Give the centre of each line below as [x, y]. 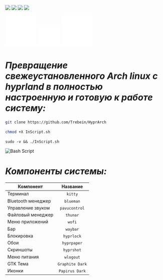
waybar [72, 229]
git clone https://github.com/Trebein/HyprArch [56, 122]
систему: [26, 108]
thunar [72, 215]
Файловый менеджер [30, 215]
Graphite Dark [72, 264]
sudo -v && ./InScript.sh [32, 142]
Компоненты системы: [56, 171]
